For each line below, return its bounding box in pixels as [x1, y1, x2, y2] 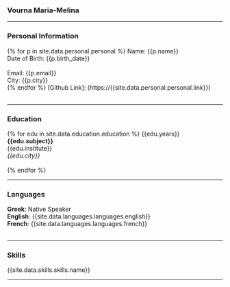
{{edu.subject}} [7, 136, 53, 145]
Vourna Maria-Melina [7, 5, 80, 15]
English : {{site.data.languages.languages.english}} [7, 212, 151, 221]
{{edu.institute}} [7, 144, 53, 152]
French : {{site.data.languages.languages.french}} [7, 220, 148, 228]
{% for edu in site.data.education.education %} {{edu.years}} [7, 129, 180, 138]
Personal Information [7, 32, 79, 41]
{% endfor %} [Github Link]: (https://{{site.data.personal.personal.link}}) [7, 83, 211, 91]
